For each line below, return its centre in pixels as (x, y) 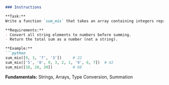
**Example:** (19, 49)
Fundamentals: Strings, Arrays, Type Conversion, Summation (69, 77)
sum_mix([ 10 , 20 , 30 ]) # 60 (44, 67)
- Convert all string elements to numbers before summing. (68, 35)
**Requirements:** (24, 30)
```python (16, 53)
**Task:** (16, 16)
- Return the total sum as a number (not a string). (62, 39)
